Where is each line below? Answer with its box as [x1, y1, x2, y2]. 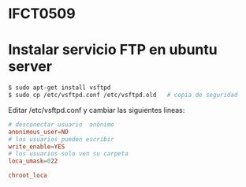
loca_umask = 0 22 [8, 157, 58, 166]
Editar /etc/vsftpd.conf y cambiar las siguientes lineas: [8, 105, 185, 114]
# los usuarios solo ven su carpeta [8, 150, 129, 158]
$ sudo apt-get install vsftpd [8, 84, 111, 92]
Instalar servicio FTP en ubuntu [8, 41, 218, 59]
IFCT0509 [8, 5, 76, 23]
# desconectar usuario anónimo [8, 120, 114, 129]
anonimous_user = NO [8, 128, 69, 136]
